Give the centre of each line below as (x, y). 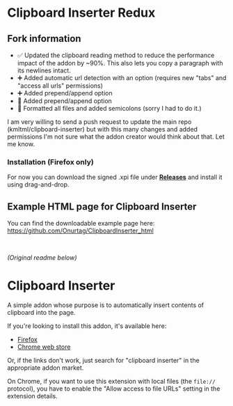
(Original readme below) (42, 258)
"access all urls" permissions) (60, 86)
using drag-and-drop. (38, 185)
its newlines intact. (44, 70)
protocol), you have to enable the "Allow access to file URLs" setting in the (114, 389)
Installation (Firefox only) (50, 162)
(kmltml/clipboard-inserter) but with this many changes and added (103, 129)
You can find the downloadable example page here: (81, 224)
